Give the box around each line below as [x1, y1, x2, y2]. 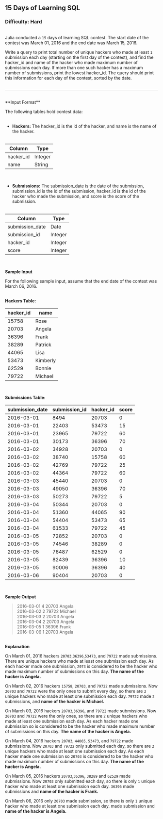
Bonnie [35, 365, 52, 372]
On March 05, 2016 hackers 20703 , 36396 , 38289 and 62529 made [5, 773, 131, 779]
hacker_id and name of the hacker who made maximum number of [5, 59, 138, 65]
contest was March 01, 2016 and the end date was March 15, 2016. [5, 40, 138, 46]
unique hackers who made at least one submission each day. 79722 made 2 [5, 693, 155, 699]
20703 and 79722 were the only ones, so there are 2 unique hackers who [5, 713, 147, 719]
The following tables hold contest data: [5, 109, 83, 115]
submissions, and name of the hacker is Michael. [5, 698, 104, 704]
